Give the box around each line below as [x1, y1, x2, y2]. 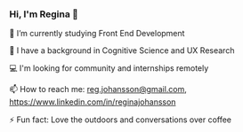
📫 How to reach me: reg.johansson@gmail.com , [9, 84, 187, 95]
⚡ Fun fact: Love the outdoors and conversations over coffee [9, 114, 232, 125]
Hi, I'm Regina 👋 [9, 8, 78, 20]
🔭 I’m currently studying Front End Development [9, 28, 185, 39]
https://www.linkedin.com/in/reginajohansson [9, 97, 176, 107]
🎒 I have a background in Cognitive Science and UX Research [9, 45, 235, 56]
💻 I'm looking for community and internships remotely [9, 63, 209, 74]
